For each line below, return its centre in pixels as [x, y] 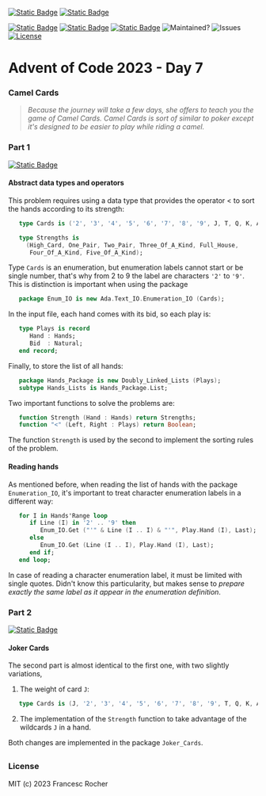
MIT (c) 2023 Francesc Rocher [58, 783]
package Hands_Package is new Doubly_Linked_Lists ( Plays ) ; [120, 381]
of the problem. [33, 449]
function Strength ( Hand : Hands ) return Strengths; [107, 417]
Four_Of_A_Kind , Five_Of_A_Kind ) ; [86, 253]
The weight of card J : [54, 689]
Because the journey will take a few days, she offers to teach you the [141, 110]
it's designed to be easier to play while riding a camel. [116, 127]
